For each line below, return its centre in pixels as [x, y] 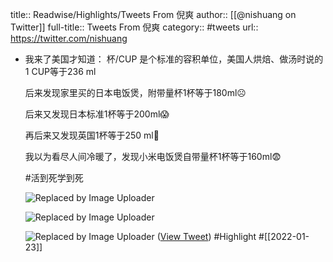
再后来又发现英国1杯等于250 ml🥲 [92, 135]
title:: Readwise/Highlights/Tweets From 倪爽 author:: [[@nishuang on [153, 14]
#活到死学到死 [54, 177]
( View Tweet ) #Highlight [206, 236]
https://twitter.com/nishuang [69, 38]
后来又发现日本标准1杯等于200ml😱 [97, 114]
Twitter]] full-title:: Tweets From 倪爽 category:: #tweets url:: [134, 27]
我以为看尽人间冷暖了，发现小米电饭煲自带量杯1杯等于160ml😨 [153, 156]
